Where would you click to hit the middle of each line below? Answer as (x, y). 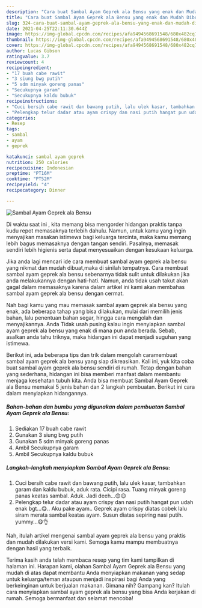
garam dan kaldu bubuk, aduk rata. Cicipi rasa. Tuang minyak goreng (100, 489)
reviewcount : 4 (25, 62)
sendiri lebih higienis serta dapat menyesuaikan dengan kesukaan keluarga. (100, 249)
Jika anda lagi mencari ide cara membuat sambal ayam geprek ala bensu (96, 261)
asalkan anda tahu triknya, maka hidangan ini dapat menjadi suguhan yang (99, 336)
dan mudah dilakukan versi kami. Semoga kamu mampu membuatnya (92, 542)
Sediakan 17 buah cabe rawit (50, 428)
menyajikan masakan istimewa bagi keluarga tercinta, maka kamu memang (99, 237)
